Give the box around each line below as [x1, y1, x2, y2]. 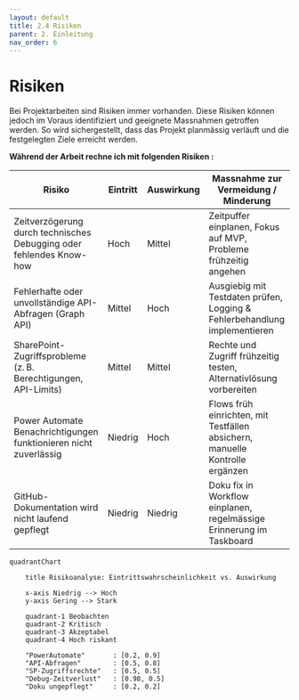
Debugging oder [13, 238, 82, 250]
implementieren [208, 324, 274, 337]
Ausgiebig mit [208, 280, 267, 292]
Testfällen [208, 420, 250, 433]
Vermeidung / [217, 183, 278, 196]
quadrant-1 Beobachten [25, 612, 109, 622]
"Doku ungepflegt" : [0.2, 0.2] [25, 682, 162, 691]
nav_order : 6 [9, 37, 58, 47]
